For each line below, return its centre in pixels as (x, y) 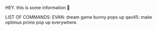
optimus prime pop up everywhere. (41, 22)
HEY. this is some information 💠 (37, 8)
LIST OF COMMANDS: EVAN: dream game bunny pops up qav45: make (79, 17)
